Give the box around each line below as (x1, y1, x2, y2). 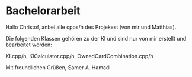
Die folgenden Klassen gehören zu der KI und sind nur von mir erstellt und (5, 35, 187, 42)
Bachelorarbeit (5, 4, 81, 18)
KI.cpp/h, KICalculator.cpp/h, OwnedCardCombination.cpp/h (5, 52, 153, 59)
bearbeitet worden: (5, 41, 53, 48)
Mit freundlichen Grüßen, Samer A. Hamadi (5, 63, 111, 71)
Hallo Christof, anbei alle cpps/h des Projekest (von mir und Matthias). (5, 24, 177, 31)
